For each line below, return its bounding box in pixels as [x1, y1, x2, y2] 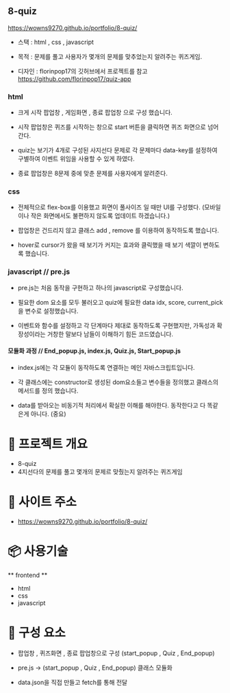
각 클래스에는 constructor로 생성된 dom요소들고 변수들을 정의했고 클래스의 [17, 377, 218, 386]
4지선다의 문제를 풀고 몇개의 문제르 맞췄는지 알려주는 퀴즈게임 [17, 467, 183, 475]
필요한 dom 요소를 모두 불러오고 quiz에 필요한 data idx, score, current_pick [17, 298, 223, 306]
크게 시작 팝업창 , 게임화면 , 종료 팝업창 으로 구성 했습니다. [17, 108, 173, 117]
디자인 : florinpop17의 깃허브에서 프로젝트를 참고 [17, 67, 148, 75]
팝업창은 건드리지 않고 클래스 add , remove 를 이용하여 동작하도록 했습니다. [17, 226, 220, 235]
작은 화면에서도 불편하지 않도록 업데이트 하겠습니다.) [30, 212, 170, 220]
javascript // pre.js [8, 267, 71, 277]
